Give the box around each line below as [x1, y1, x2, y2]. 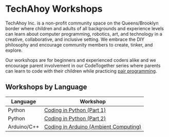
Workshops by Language [5, 83, 87, 92]
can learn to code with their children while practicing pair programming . [5, 67, 157, 74]
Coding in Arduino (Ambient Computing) [44, 123, 142, 130]
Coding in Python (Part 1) [44, 106, 106, 113]
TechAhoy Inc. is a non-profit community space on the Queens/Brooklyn [5, 20, 159, 26]
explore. [5, 47, 23, 53]
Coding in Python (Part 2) [44, 115, 106, 122]
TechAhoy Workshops [5, 3, 103, 15]
